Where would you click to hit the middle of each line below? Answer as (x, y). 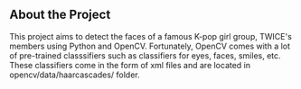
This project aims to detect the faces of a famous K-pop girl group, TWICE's (150, 36)
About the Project (60, 15)
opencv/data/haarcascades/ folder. (75, 75)
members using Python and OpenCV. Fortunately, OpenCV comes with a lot (150, 46)
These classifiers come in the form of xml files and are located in (130, 65)
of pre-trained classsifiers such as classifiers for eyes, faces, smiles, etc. (146, 55)
